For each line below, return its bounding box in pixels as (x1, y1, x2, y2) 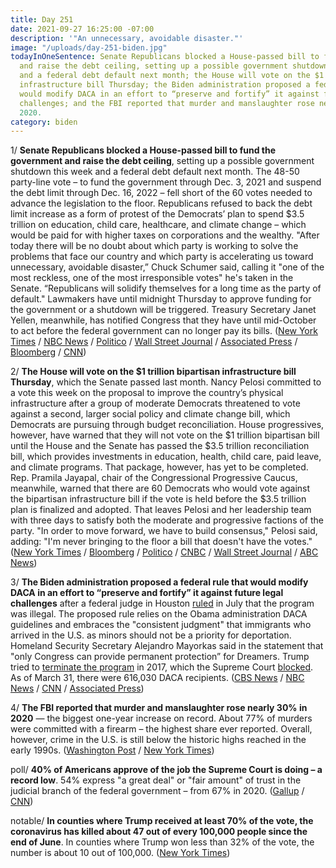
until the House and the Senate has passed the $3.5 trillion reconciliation (10, 440, 310, 452)
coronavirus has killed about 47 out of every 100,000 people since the (10, 826, 308, 838)
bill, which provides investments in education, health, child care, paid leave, (10, 451, 322, 463)
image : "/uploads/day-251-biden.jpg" (10, 42, 168, 53)
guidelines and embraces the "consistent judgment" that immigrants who (10, 619, 312, 631)
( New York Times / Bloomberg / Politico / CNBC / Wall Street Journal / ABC (10, 546, 319, 558)
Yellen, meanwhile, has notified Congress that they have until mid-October (10, 314, 317, 326)
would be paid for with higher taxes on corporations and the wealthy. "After (10, 229, 320, 241)
